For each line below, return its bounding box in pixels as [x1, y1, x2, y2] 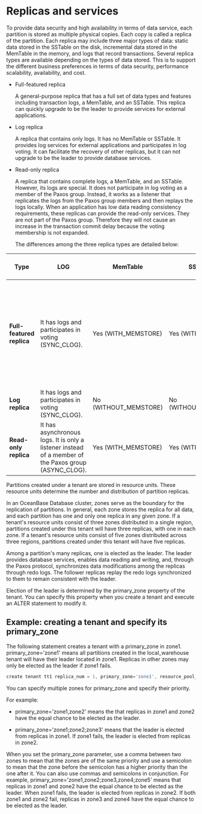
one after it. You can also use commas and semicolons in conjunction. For [6, 769, 189, 777]
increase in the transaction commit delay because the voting [14, 222, 165, 230]
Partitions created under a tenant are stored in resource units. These [6, 481, 176, 488]
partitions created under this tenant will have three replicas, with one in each [6, 525, 196, 532]
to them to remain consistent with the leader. [6, 575, 117, 582]
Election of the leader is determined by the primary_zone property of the [6, 587, 185, 594]
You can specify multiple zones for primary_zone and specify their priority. [6, 684, 191, 692]
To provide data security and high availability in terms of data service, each [6, 24, 193, 31]
